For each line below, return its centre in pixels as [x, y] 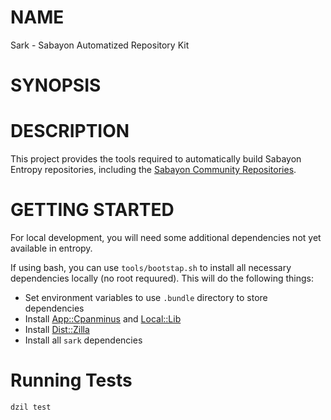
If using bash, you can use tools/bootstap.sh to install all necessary [151, 267]
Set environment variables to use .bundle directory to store [146, 297]
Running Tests [71, 380]
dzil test [31, 407]
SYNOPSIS [56, 85]
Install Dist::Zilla [57, 329]
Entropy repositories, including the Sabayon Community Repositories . [153, 170]
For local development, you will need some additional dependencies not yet [166, 237]
